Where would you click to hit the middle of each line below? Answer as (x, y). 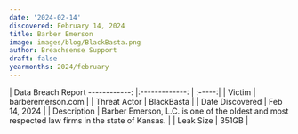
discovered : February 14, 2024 (67, 26)
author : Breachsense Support (63, 51)
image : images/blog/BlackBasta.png (75, 42)
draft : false (33, 59)
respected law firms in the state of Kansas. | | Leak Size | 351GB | (129, 120)
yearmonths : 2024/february (59, 67)
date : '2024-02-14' (45, 17)
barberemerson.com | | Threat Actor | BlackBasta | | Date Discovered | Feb (146, 101)
